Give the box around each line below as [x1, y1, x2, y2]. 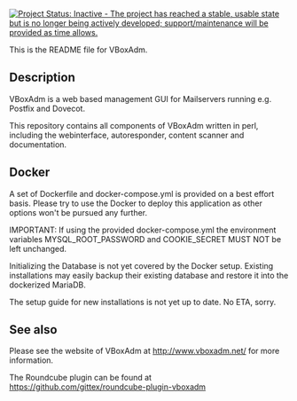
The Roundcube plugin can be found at [9, 373, 152, 383]
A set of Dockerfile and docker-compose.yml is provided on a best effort [9, 188, 275, 199]
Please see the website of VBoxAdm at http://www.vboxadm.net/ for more [9, 346, 280, 357]
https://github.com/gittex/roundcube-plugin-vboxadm [9, 381, 207, 392]
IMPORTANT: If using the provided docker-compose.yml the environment [9, 224, 277, 235]
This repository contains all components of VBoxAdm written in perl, [9, 120, 259, 130]
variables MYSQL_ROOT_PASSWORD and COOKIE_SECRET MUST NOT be [9, 233, 282, 244]
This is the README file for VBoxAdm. [9, 44, 148, 55]
